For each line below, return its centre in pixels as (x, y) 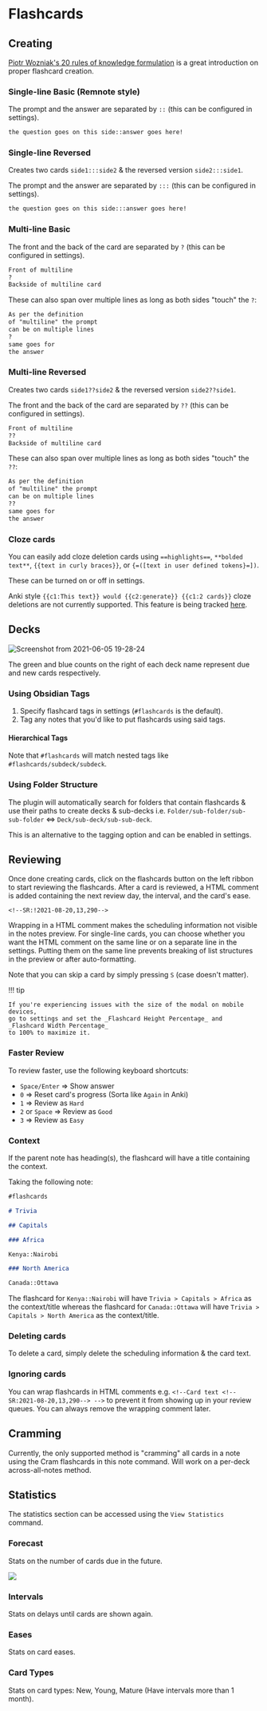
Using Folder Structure (53, 785)
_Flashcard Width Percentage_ (59, 1026)
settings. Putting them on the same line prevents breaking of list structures (131, 951)
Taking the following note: (51, 1182)
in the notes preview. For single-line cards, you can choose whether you (127, 934)
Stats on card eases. (42, 1652)
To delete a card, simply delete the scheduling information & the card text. (130, 1353)
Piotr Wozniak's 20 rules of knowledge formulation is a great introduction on (133, 62)
